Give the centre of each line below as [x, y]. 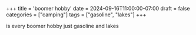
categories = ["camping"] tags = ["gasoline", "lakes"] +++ [76, 15]
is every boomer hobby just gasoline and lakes [62, 26]
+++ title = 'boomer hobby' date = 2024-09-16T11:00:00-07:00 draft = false [98, 8]
